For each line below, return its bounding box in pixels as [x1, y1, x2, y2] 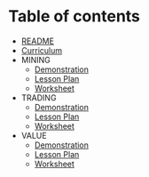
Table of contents [8, 6, 141, 27]
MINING [20, 54, 51, 65]
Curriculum [20, 44, 63, 55]
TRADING [20, 92, 57, 103]
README [20, 36, 55, 46]
